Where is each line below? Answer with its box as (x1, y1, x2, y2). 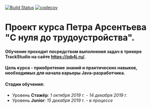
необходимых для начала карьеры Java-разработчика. (5, 70, 126, 76)
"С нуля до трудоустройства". (5, 32, 135, 43)
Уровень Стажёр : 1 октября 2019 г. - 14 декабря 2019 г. (12, 92, 128, 98)
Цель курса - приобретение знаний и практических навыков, (5, 65, 138, 71)
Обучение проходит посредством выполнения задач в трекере (5, 48, 142, 54)
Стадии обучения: (5, 81, 44, 87)
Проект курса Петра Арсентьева (5, 22, 147, 33)
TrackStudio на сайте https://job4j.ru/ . (5, 54, 86, 60)
